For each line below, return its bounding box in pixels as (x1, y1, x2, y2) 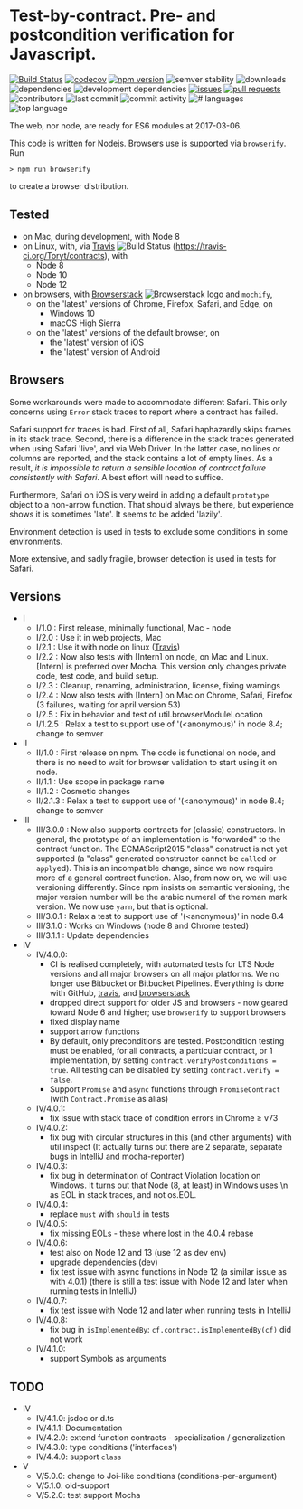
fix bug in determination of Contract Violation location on (49, 1171, 261, 1182)
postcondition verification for (9, 24, 235, 45)
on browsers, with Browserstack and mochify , (22, 289, 273, 299)
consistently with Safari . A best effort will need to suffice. (9, 471, 223, 482)
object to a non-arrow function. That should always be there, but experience (9, 498, 294, 509)
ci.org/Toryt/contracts (22, 250, 106, 261)
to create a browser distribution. (9, 180, 129, 191)
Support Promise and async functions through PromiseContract (49, 1084, 281, 1095)
